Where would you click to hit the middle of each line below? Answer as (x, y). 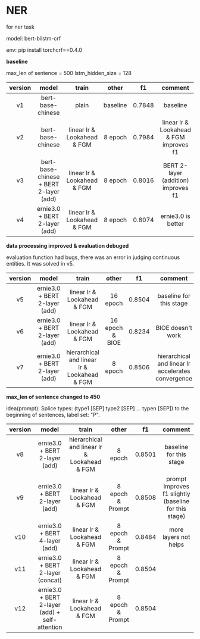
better (176, 223)
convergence (174, 378)
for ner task (20, 27)
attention (50, 627)
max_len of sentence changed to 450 (53, 397)
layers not (176, 537)
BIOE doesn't (174, 328)
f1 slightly (176, 494)
